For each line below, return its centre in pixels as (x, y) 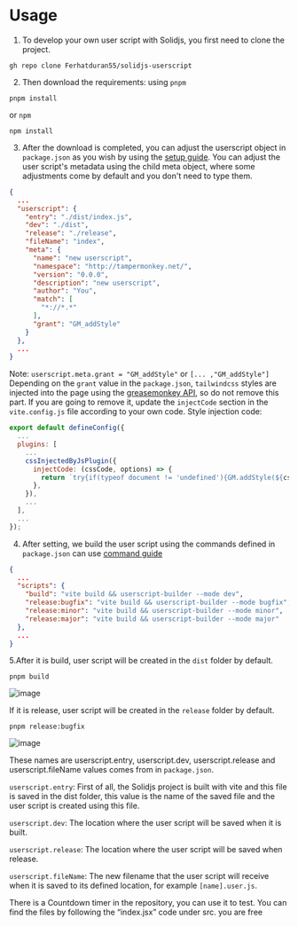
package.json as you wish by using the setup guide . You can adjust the (151, 157)
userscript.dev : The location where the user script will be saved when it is (145, 823)
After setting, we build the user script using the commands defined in (149, 544)
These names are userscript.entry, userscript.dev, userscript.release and (142, 760)
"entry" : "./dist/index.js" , (79, 217)
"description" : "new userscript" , (97, 283)
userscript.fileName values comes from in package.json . (112, 770)
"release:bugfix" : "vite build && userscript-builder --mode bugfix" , (158, 603)
